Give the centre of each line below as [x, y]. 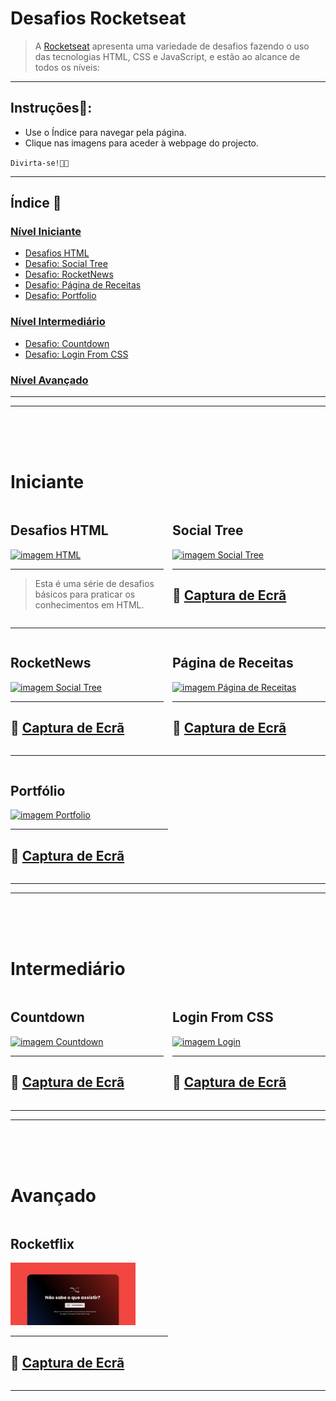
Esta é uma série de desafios [94, 583]
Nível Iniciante [46, 232]
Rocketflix [42, 1243]
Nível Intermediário [58, 322]
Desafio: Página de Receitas [83, 285]
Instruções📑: [51, 108]
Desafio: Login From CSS [76, 354]
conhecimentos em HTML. [89, 604]
